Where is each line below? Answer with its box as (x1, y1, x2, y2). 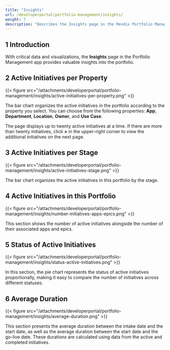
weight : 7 (5, 17, 26, 22)
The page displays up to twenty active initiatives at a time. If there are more (5, 123, 162, 129)
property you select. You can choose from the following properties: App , (5, 107, 157, 114)
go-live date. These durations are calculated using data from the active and (5, 334, 162, 340)
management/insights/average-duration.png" (5, 314, 100, 320)
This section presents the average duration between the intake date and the (5, 323, 163, 329)
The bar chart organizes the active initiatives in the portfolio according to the (5, 102, 165, 108)
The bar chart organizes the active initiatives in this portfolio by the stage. (5, 177, 159, 183)
